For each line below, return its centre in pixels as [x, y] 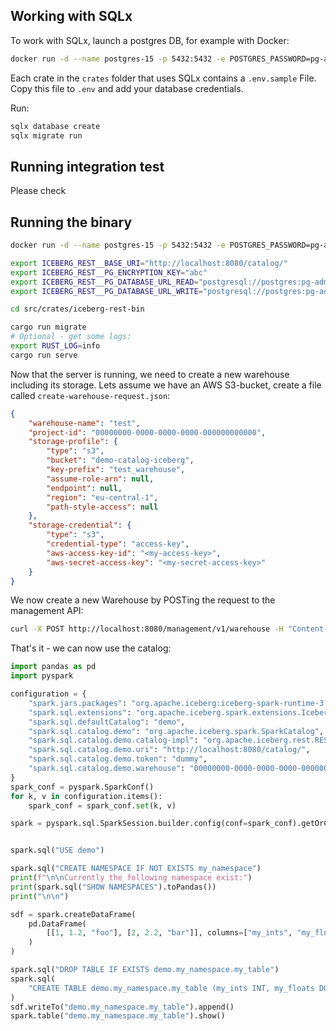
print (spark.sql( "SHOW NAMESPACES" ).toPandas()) [113, 887]
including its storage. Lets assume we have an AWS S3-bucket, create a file [166, 385]
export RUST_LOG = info [55, 346]
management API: [47, 611]
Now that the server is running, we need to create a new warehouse [150, 374]
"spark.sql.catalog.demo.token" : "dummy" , [118, 759]
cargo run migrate [48, 327]
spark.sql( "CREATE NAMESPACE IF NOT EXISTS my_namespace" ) [136, 869]
